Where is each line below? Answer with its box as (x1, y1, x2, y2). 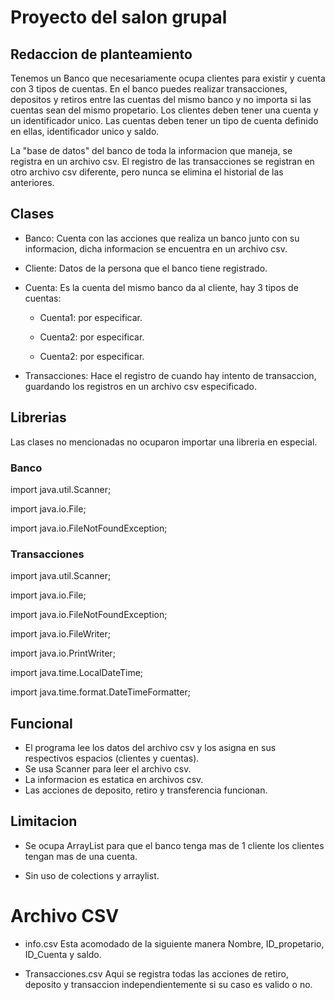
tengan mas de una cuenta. (24, 850, 138, 862)
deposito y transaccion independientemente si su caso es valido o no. (24, 978, 313, 990)
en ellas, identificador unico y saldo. (10, 126, 160, 137)
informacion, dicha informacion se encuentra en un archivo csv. (24, 242, 288, 255)
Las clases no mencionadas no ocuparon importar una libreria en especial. (10, 436, 318, 448)
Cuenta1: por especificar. (39, 311, 143, 323)
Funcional (10, 715, 73, 732)
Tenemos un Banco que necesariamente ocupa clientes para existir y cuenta (10, 72, 326, 84)
